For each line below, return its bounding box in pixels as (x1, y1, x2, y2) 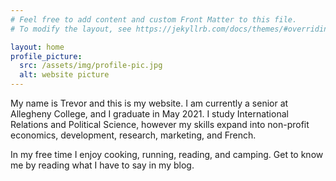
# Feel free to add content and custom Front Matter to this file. (10, 14, 298, 25)
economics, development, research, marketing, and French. (10, 129, 257, 141)
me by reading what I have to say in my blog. (10, 159, 195, 171)
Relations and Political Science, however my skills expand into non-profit (10, 119, 310, 130)
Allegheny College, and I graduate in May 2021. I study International (10, 108, 289, 120)
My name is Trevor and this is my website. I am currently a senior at (10, 97, 289, 109)
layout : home (10, 42, 65, 52)
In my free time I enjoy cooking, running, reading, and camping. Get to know (10, 149, 324, 160)
